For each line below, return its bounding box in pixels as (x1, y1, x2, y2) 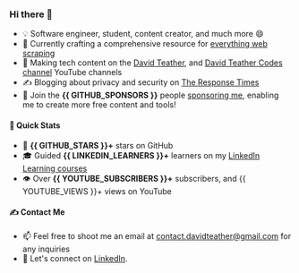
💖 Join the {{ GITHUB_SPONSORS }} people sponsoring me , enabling (21, 90, 279, 101)
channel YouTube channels (21, 67, 123, 78)
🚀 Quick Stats (9, 120, 61, 131)
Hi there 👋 (9, 8, 54, 21)
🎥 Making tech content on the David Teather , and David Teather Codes (21, 57, 284, 68)
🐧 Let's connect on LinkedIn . (21, 252, 128, 263)
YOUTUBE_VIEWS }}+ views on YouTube (21, 185, 172, 196)
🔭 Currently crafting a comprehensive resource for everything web (21, 38, 269, 49)
